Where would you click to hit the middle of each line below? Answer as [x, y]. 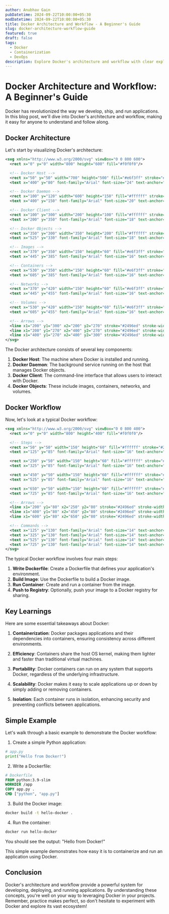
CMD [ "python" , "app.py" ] [32, 794]
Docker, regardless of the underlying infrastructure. [66, 674]
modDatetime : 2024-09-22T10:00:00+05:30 [48, 19]
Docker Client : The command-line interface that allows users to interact [87, 375]
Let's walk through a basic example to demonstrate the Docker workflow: [81, 732]
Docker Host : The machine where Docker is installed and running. [81, 360]
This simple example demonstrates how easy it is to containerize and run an [84, 851]
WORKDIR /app [19, 785]
